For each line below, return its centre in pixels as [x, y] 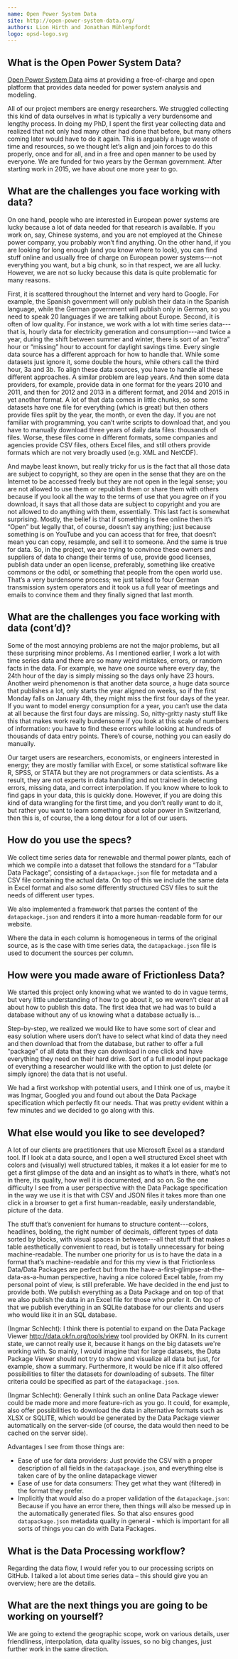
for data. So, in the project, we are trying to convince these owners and [112, 549]
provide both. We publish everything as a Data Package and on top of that [115, 1292]
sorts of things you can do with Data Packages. [87, 1529]
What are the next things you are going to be [108, 1605]
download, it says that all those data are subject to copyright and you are [114, 504]
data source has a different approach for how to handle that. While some [114, 354]
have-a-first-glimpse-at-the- [183, 1269]
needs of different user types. [51, 895]
